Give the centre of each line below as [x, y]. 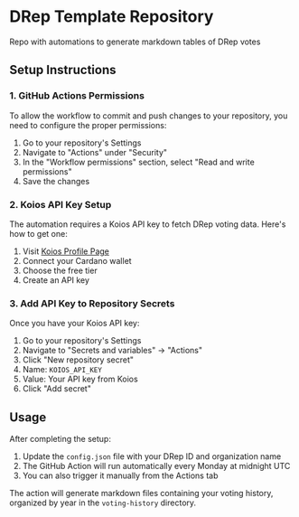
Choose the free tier [60, 270]
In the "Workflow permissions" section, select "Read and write [138, 162]
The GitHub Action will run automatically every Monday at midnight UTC [156, 466]
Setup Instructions [63, 70]
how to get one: [38, 233]
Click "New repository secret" [78, 360]
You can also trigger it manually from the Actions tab [120, 475]
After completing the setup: [60, 439]
